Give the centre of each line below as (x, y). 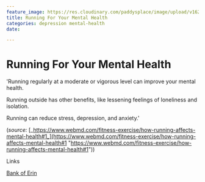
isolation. (18, 106)
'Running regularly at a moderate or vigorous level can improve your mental (101, 82)
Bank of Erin (22, 173)
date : (13, 29)
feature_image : (26, 12)
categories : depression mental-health (56, 23)
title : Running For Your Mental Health (57, 18)
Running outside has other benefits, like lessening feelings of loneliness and (102, 100)
